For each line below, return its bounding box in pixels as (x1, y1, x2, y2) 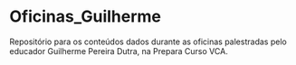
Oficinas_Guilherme (9, 6, 161, 27)
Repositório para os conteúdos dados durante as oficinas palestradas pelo (9, 36, 287, 47)
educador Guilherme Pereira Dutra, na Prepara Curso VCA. (9, 45, 228, 56)
